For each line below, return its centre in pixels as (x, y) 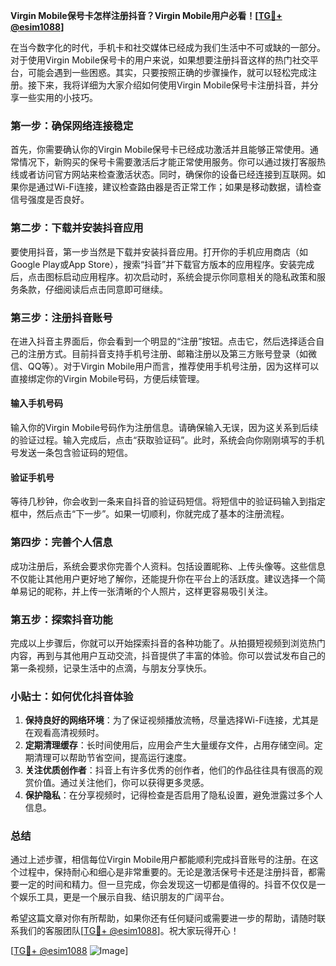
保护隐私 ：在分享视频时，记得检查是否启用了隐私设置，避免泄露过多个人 (173, 795)
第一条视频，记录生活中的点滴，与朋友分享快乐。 (111, 668)
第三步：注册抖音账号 (61, 317)
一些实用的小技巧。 (58, 97)
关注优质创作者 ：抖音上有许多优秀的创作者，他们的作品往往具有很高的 (169, 770)
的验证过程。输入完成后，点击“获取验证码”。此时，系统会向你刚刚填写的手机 (167, 440)
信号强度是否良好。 (50, 200)
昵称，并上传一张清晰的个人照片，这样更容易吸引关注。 (158, 591)
